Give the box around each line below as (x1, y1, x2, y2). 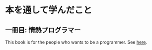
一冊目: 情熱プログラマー (5, 26, 81, 34)
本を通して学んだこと (5, 4, 92, 16)
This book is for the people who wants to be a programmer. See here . (5, 39, 148, 45)
